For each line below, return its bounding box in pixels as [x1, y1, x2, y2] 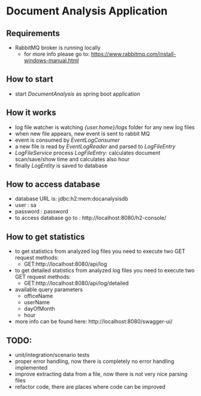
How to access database [6, 179, 100, 190]
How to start [6, 74, 53, 85]
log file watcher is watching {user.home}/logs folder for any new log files [14, 123, 195, 130]
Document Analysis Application [6, 4, 168, 18]
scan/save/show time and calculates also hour [14, 155, 130, 163]
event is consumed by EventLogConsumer [14, 136, 120, 144]
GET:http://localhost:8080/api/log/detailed [23, 279, 129, 287]
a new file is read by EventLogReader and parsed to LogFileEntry [14, 142, 176, 150]
